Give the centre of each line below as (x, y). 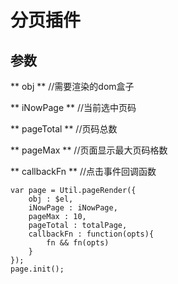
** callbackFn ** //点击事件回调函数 (83, 171)
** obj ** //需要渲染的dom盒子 (72, 86)
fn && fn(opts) (78, 243)
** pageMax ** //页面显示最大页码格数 (89, 150)
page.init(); (37, 269)
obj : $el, (51, 199)
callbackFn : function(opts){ (91, 234)
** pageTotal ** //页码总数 (64, 129)
